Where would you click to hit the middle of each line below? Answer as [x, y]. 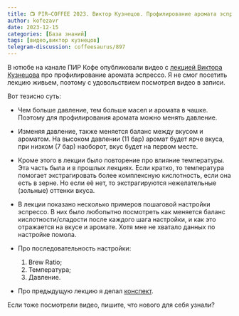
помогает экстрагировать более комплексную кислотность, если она [124, 175]
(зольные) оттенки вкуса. [56, 190]
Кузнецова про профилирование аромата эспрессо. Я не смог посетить [117, 75]
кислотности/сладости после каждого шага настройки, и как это [117, 219]
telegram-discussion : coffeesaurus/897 [67, 47]
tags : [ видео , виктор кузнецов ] [54, 41]
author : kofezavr [33, 21]
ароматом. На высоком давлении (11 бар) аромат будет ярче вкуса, [121, 139]
